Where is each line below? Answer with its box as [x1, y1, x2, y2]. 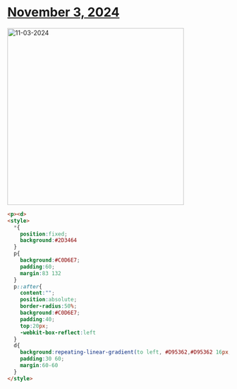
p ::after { [13, 283, 42, 290]
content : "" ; [20, 289, 55, 297]
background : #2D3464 [20, 237, 78, 244]
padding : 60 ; [20, 263, 55, 270]
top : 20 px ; [20, 323, 49, 330]
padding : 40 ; [20, 315, 55, 323]
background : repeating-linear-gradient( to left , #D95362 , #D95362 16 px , [20, 349, 232, 356]
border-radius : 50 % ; [20, 303, 78, 310]
